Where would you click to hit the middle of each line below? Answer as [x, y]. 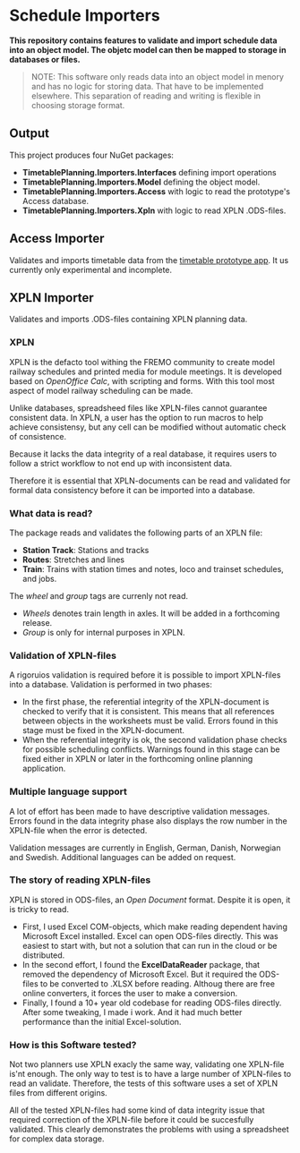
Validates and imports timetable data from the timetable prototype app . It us [149, 260]
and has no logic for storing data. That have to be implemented [147, 86]
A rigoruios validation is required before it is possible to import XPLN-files [145, 675]
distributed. [43, 955]
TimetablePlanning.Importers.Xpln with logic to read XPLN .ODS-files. [154, 210]
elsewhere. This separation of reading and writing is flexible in [146, 96]
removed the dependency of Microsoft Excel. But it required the [140, 974]
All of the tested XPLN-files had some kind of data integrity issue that [137, 1110]
